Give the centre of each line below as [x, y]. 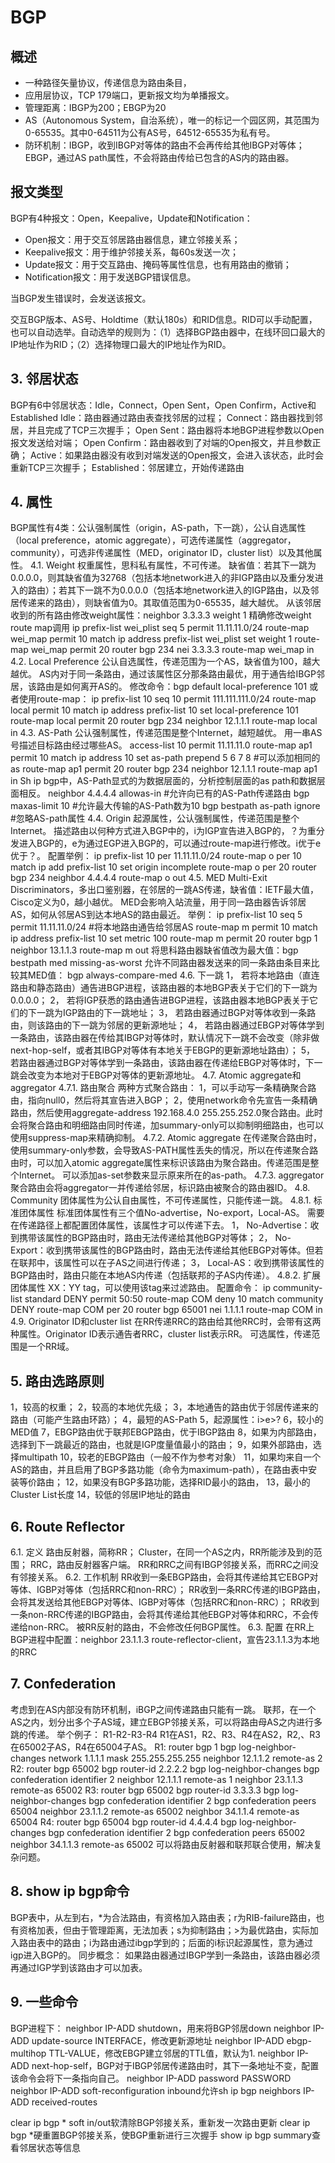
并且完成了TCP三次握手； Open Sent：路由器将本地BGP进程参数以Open [176, 430]
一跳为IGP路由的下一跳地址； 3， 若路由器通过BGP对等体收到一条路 [176, 1013]
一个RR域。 [51, 1347]
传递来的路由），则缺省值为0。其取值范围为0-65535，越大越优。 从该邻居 [170, 603]
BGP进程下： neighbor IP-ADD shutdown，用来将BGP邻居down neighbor [160, 2028]
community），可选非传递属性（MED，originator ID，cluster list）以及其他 [162, 553]
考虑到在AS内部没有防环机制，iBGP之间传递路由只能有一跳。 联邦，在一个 [163, 1709]
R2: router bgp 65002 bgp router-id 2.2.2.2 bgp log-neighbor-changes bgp [165, 1768]
